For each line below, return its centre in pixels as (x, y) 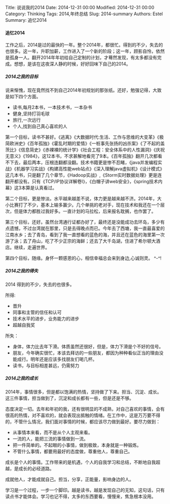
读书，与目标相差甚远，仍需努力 (46, 366)
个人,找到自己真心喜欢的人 (40, 126)
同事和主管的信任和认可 (37, 312)
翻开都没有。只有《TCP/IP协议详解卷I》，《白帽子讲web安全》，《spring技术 (82, 182)
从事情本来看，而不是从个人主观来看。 (52, 433)
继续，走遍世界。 (32, 247)
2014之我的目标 (22, 76)
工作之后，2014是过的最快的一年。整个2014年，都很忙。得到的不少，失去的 (84, 45)
